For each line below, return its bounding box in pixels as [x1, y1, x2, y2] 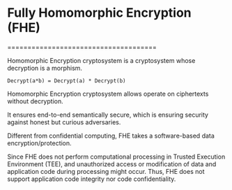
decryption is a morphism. [7, 64, 82, 72]
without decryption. [7, 96, 64, 105]
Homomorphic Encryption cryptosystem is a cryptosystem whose [7, 56, 196, 64]
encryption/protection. [7, 138, 72, 147]
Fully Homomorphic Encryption [7, 5, 192, 21]
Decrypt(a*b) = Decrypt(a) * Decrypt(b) [7, 77, 127, 85]
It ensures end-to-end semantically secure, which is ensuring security [7, 110, 209, 119]
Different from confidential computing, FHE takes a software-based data [7, 131, 215, 140]
